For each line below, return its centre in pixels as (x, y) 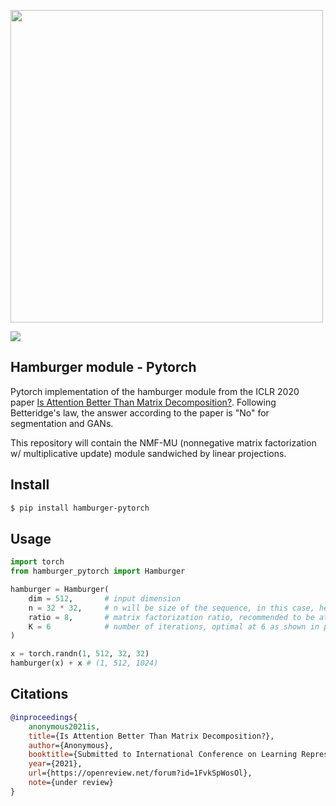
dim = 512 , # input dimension (105, 598)
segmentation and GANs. (62, 423)
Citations (39, 694)
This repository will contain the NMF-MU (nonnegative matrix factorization (163, 442)
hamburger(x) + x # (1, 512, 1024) (84, 663)
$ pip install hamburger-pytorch (80, 508)
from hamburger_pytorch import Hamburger (98, 571)
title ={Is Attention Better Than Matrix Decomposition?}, (151, 736)
